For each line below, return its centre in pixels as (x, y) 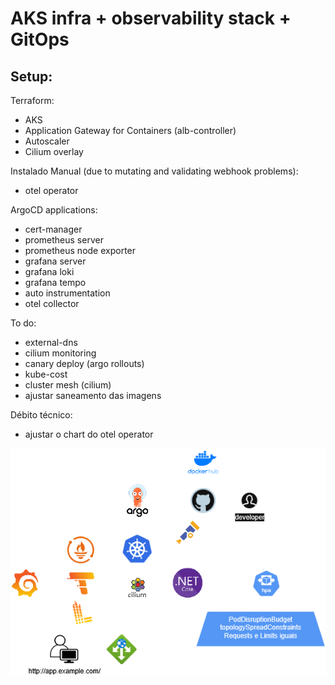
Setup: (31, 76)
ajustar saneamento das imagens (93, 395)
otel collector (52, 303)
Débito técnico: (41, 415)
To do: (23, 323)
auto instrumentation (67, 293)
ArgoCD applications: (54, 210)
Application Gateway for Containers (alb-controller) (130, 130)
